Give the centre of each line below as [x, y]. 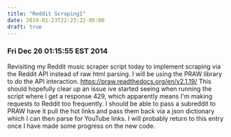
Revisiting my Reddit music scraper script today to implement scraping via [114, 66]
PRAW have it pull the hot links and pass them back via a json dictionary [111, 111]
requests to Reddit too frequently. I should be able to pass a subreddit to [111, 103]
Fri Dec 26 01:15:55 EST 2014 [58, 51]
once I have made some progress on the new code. [81, 126]
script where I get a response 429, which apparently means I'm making [110, 96]
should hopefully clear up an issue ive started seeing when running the [110, 89]
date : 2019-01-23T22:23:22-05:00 [56, 20]
